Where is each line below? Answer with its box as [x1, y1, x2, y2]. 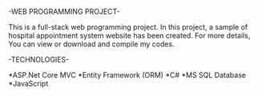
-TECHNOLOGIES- [8, 55, 70, 64]
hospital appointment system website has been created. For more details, [8, 31, 251, 40]
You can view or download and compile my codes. [8, 39, 175, 49]
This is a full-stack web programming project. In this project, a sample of [8, 22, 248, 31]
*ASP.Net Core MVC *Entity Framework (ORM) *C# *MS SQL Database [8, 70, 247, 79]
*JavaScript [8, 79, 49, 88]
